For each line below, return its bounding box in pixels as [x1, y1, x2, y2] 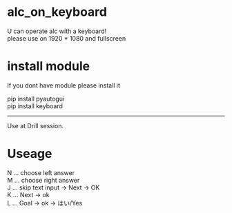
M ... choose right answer [7, 176, 80, 184]
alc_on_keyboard [7, 4, 107, 20]
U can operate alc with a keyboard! [7, 27, 107, 35]
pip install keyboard [7, 101, 64, 110]
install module [7, 59, 90, 74]
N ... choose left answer [7, 168, 75, 176]
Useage [7, 146, 52, 162]
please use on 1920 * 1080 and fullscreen [7, 34, 126, 42]
